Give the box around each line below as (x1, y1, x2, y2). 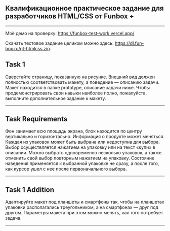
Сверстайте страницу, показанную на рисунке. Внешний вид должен (5, 74, 155, 80)
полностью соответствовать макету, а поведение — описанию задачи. (5, 79, 160, 85)
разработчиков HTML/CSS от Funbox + (5, 12, 134, 21)
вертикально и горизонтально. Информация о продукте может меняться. (5, 134, 165, 140)
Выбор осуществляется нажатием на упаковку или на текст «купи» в (5, 144, 156, 150)
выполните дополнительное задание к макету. (5, 95, 106, 101)
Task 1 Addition (5, 185, 55, 194)
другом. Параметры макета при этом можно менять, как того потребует (5, 210, 163, 216)
